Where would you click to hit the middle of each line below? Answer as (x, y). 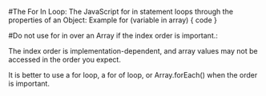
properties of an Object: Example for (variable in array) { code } (113, 20)
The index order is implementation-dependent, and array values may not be (133, 51)
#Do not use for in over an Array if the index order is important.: (113, 36)
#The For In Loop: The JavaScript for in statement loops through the (121, 12)
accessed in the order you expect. (65, 60)
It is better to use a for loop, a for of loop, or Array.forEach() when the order (133, 75)
